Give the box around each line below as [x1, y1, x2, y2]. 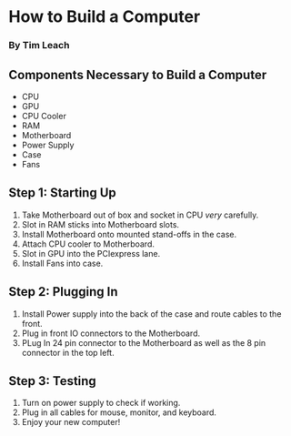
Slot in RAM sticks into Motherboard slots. [21, 218, 179, 229]
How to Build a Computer [8, 6, 201, 27]
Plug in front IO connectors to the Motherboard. [21, 328, 201, 339]
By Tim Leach [8, 39, 70, 52]
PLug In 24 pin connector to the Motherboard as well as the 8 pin [21, 337, 266, 348]
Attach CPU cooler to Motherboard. [21, 238, 156, 249]
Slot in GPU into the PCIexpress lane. [21, 248, 161, 259]
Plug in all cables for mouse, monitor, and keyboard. [21, 407, 217, 418]
